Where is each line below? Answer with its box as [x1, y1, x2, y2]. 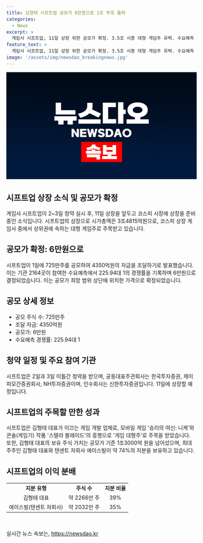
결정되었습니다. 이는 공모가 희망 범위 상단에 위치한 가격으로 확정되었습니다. [6, 276, 182, 284]
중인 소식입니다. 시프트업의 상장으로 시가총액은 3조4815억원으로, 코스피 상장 [6, 218, 186, 225]
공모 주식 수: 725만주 [14, 313, 65, 320]
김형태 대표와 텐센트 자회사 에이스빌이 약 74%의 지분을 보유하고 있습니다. [22, 447, 195, 454]
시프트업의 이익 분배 [6, 466, 76, 476]
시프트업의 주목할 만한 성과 [6, 407, 100, 417]
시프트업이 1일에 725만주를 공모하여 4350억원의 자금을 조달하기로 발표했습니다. [6, 261, 195, 268]
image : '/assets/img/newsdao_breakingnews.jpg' [6, 54, 129, 60]
